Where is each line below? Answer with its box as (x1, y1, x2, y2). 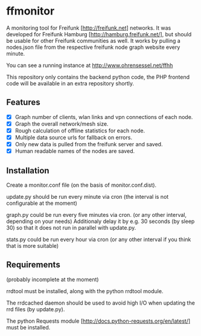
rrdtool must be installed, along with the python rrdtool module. (6, 287, 164, 294)
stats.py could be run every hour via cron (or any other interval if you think (6, 236, 191, 243)
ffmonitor (6, 4, 55, 18)
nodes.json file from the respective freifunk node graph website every (6, 44, 180, 51)
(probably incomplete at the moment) (6, 276, 99, 283)
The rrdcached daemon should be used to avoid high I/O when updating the (6, 299, 195, 306)
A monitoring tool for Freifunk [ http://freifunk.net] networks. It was (6, 24, 171, 31)
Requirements (6, 260, 60, 270)
